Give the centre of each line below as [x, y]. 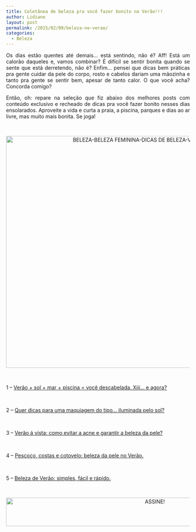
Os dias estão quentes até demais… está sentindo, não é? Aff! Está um [98, 55]
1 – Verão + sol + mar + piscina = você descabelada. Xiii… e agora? [87, 387]
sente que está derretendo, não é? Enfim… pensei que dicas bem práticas [98, 68]
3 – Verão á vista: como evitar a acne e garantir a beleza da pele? [85, 433]
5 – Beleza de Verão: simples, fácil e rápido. [58, 478]
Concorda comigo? [29, 86]
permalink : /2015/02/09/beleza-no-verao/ [57, 28]
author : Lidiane [26, 17]
